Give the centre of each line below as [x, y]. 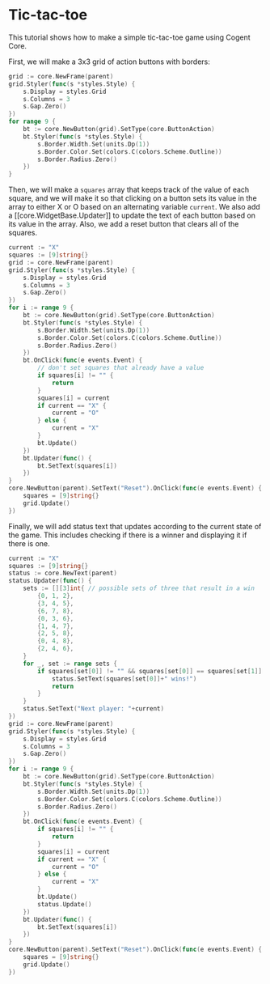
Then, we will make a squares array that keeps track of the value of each [129, 190]
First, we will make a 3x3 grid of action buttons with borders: [109, 61]
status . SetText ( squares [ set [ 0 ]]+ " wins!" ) [124, 679]
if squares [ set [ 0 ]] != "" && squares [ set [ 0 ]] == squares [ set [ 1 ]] [150, 671]
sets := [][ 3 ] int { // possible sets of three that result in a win [139, 588]
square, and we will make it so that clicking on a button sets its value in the [133, 198]
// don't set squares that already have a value [121, 368]
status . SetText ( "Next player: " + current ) [93, 709]
